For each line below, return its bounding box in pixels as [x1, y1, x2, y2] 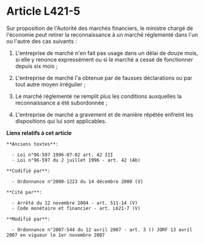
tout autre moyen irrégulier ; [15, 81, 86, 88]
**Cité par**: [6, 189, 43, 195]
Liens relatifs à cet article [6, 129, 72, 136]
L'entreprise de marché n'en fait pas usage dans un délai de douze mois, [15, 49, 199, 56]
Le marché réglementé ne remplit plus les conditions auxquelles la [15, 92, 182, 100]
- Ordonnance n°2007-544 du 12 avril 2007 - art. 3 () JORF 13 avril [12, 226, 192, 233]
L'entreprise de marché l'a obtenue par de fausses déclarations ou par [15, 74, 192, 81]
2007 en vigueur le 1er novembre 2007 [6, 232, 105, 238]
